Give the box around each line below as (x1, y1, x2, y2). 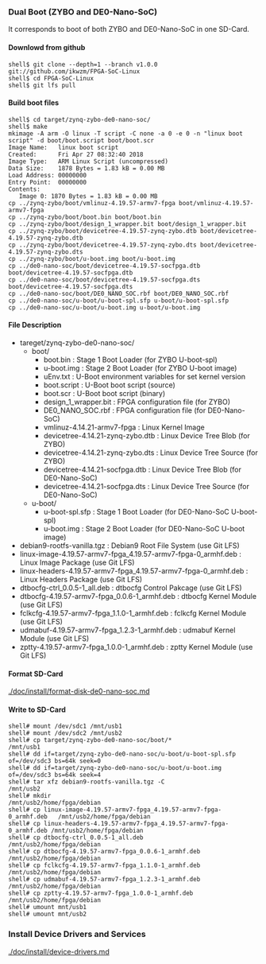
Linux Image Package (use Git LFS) (19, 558, 135, 567)
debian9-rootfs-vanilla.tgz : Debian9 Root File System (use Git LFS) (19, 540, 240, 550)
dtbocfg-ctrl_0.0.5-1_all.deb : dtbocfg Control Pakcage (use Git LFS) (19, 583, 242, 593)
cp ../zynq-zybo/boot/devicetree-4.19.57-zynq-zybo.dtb (8, 227, 197, 235)
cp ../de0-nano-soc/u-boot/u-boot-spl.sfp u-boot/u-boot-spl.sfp (8, 297, 229, 305)
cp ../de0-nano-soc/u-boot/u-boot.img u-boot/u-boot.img (8, 303, 201, 312)
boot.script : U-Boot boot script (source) (43, 380, 176, 390)
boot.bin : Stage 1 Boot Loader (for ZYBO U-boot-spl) (43, 355, 218, 364)
